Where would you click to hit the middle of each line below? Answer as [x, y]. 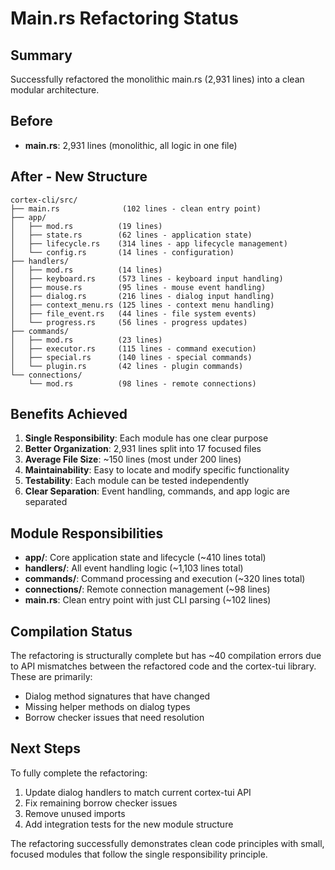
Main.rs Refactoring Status [124, 18]
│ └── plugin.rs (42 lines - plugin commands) [127, 366]
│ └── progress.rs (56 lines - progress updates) [129, 322]
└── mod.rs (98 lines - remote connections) [142, 383]
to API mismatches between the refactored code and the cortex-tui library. [163, 666]
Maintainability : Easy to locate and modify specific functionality [157, 470]
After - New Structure [79, 177]
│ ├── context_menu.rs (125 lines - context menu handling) [142, 305]
